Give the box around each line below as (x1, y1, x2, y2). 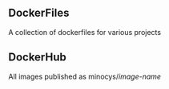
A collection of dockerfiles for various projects (8, 27, 162, 37)
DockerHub (8, 51, 66, 64)
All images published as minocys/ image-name (8, 72, 162, 81)
